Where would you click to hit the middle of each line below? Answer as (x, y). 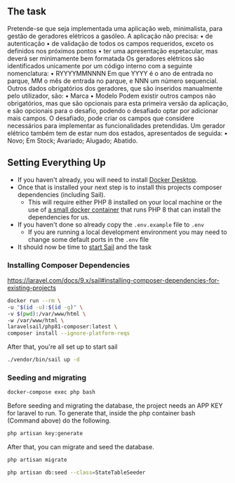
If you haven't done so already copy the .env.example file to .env (111, 224)
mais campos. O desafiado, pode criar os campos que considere (101, 118)
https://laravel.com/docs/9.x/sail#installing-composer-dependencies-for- (113, 280)
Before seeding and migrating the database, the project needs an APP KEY (115, 406)
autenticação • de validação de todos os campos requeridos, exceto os (110, 43)
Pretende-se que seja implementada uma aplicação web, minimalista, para (115, 28)
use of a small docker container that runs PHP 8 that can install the (124, 210)
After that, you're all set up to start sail (62, 347)
